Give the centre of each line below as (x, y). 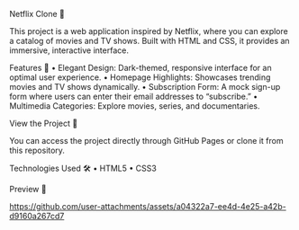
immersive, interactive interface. (69, 50)
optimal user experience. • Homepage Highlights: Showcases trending (140, 77)
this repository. (37, 150)
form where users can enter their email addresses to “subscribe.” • (134, 96)
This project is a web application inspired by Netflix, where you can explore (149, 31)
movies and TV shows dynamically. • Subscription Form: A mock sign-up (145, 87)
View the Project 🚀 (44, 123)
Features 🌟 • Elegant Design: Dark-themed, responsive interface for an (140, 68)
